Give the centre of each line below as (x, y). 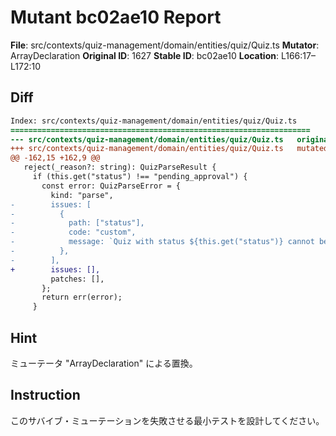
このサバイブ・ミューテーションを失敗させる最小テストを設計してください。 (167, 420)
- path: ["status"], (77, 223)
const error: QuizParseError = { (111, 186)
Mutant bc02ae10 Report (116, 17)
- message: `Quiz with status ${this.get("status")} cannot (162, 242)
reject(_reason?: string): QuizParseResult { (120, 167)
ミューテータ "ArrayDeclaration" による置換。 (104, 363)
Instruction (45, 395)
